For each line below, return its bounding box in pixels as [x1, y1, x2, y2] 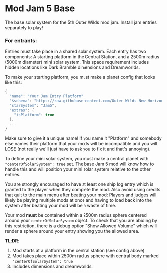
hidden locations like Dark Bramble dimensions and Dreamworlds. [5, 64, 140, 70]
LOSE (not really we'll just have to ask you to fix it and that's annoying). [5, 146, 151, 152]
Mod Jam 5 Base [5, 3, 75, 14]
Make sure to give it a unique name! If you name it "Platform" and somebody [5, 135, 162, 141]
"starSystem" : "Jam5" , [9, 103, 57, 108]
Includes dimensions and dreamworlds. [12, 263, 93, 270]
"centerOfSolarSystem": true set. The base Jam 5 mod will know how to [5, 161, 154, 167]
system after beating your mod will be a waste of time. [5, 203, 117, 209]
